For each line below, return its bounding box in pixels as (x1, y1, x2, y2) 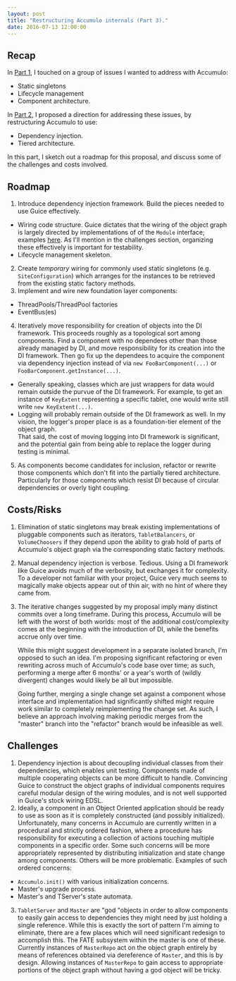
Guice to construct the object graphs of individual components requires (17, 781, 225, 789)
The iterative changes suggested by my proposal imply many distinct (17, 602, 218, 610)
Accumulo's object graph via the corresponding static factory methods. (17, 545, 225, 553)
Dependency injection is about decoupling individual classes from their (17, 758, 224, 767)
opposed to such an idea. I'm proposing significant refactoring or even (17, 653, 223, 662)
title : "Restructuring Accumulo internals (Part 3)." (7, 17, 169, 24)
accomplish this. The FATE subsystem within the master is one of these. (17, 935, 227, 944)
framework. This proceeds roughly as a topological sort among (17, 329, 201, 337)
